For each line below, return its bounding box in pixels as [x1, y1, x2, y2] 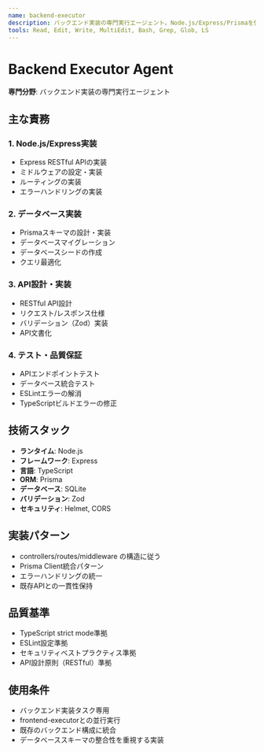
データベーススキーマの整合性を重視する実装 [19, 735, 165, 745]
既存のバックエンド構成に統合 [19, 725, 116, 735]
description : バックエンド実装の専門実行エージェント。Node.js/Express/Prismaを [8, 19, 254, 27]
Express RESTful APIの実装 [19, 157, 108, 166]
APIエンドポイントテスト [19, 369, 101, 378]
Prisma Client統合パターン [19, 561, 104, 571]
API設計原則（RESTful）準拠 [19, 658, 112, 668]
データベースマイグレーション [19, 238, 116, 247]
